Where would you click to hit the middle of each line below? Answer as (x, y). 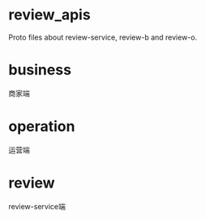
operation (42, 126)
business (40, 70)
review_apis (49, 15)
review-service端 (37, 206)
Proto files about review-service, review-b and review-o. (103, 37)
